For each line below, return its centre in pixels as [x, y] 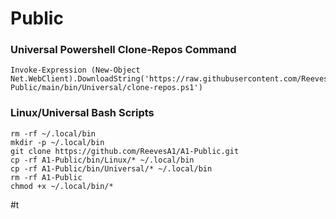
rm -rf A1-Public [46, 177]
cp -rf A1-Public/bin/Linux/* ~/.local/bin [102, 160]
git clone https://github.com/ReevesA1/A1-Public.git [125, 151]
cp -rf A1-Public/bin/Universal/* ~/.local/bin [111, 168]
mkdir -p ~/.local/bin [57, 142]
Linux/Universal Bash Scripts [82, 113]
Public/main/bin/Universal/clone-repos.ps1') [106, 88]
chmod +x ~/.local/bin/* [62, 186]
